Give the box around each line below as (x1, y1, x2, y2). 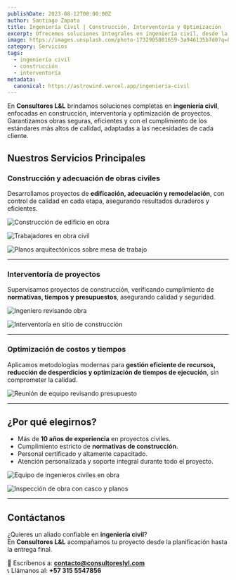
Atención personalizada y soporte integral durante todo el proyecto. (17, 457, 214, 466)
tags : (7, 50, 23, 57)
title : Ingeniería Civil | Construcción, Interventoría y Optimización (7, 23, 221, 30)
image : (7, 37, 27, 44)
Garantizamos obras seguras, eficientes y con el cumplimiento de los (7, 117, 207, 125)
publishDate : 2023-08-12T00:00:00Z (7, 10, 112, 18)
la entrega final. (7, 545, 53, 554)
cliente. (7, 132, 29, 140)
